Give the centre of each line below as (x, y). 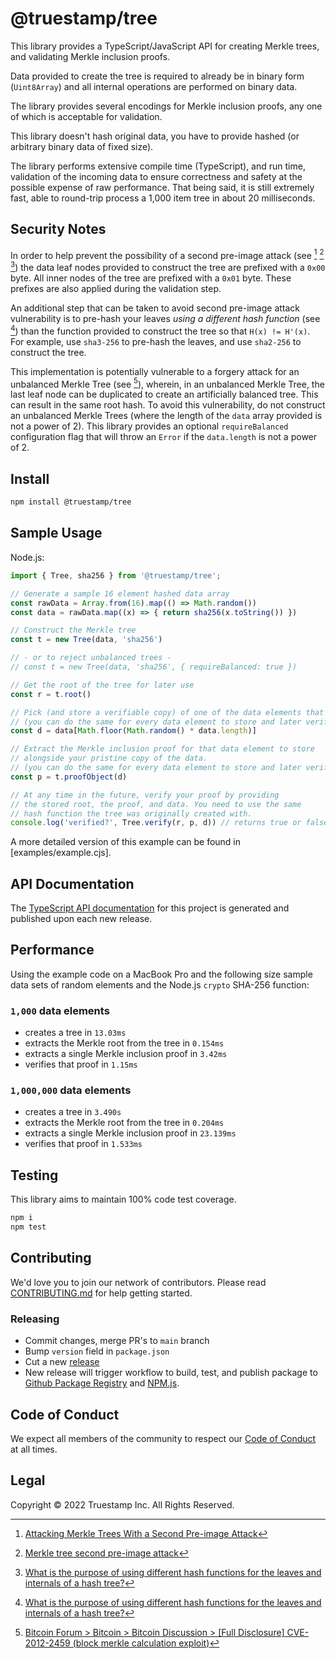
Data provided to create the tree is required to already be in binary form (157, 76)
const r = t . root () (51, 694)
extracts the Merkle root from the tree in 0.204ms (124, 1123)
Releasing (35, 1319)
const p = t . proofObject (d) (69, 777)
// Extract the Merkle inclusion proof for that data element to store (162, 749)
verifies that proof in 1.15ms (81, 1064)
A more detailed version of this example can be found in (126, 842)
